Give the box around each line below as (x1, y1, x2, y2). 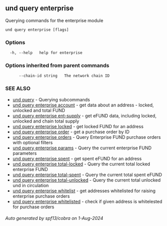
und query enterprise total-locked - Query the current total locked (12, 161, 150, 167)
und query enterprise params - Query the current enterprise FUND (12, 145, 152, 151)
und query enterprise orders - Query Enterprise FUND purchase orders (12, 134, 161, 140)
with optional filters (12, 139, 53, 145)
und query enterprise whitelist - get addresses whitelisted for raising (12, 188, 156, 194)
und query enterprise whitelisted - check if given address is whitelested (12, 198, 162, 204)
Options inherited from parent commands (5, 62, 110, 69)
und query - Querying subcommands (12, 96, 90, 102)
